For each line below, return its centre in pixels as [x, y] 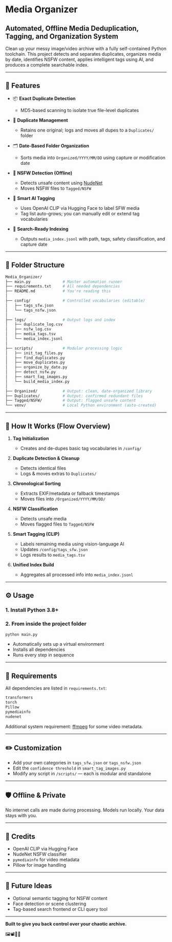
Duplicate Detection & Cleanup [46, 458]
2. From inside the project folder [46, 624]
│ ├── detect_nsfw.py [31, 372]
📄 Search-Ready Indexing [40, 229]
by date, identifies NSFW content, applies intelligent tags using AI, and [79, 59]
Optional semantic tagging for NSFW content [60, 898]
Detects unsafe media [44, 518]
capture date [34, 244]
